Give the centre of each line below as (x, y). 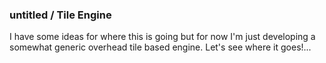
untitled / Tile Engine (60, 15)
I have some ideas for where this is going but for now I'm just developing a (162, 37)
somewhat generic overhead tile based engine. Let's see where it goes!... (160, 47)
